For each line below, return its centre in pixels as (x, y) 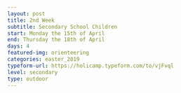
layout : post (26, 14)
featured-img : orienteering (48, 53)
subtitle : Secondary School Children (62, 27)
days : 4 (19, 46)
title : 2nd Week (31, 20)
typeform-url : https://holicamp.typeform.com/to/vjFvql (90, 66)
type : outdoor (28, 79)
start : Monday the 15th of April (56, 33)
